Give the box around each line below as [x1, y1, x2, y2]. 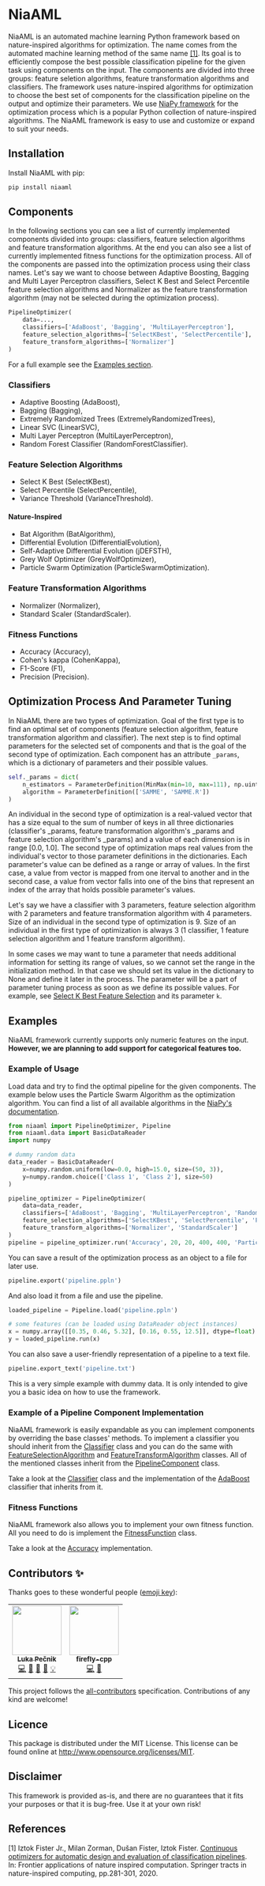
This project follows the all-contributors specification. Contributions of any [8, 1686, 251, 1696]
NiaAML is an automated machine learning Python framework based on [8, 32, 241, 41]
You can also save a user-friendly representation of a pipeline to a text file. [8, 1349, 251, 1359]
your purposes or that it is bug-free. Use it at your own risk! [8, 1799, 201, 1809]
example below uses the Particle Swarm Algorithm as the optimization [8, 1089, 236, 1100]
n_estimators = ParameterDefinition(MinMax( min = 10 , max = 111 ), [22, 780, 231, 788]
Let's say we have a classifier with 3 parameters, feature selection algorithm [8, 900, 256, 910]
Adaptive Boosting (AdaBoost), [19, 397, 121, 406]
